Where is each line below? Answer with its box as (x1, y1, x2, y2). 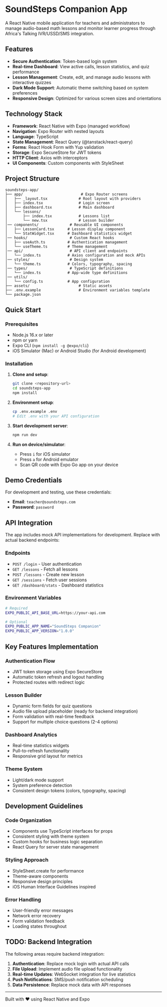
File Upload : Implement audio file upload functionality (12, 966, 123, 972)
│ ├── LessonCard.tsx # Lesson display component (5, 227, 126, 232)
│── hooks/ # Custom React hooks (5, 236, 114, 241)
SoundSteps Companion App (5, 3, 128, 15)
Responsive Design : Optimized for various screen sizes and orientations (12, 95, 162, 101)
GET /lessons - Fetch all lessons (12, 566, 78, 572)
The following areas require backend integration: (5, 951, 105, 957)
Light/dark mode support (12, 777, 64, 783)
